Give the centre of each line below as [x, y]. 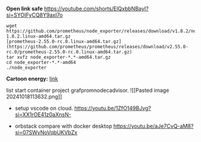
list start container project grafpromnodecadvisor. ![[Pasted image [88, 90]
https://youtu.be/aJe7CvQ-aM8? [153, 126]
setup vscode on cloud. [44, 108]
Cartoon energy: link [32, 79]
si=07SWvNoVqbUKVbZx [46, 132]
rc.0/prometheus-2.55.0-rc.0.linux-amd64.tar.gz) [69, 52]
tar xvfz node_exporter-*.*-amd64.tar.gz [59, 57]
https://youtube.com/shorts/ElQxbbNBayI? [96, 9]
